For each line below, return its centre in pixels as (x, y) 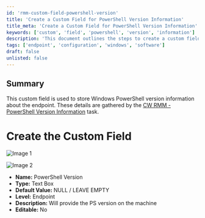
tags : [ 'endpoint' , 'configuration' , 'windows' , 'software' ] (86, 45)
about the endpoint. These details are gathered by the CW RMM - (88, 105)
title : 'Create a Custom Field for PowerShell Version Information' (95, 19)
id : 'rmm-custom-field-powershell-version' (63, 13)
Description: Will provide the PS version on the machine (86, 203)
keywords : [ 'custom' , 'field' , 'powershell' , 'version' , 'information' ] (101, 32)
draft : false (23, 52)
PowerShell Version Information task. (53, 111)
